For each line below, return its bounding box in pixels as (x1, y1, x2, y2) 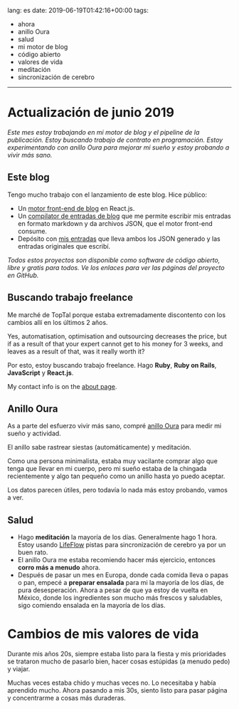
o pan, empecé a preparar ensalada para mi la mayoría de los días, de (17, 579, 224, 587)
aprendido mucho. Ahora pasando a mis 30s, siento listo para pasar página (7, 686, 228, 695)
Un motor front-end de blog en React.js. (17, 204, 135, 212)
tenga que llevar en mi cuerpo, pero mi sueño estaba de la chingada (7, 465, 207, 473)
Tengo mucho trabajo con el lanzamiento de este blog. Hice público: (7, 190, 208, 199)
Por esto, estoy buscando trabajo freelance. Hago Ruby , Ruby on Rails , (7, 361, 217, 369)
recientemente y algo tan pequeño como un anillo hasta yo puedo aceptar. (7, 472, 225, 480)
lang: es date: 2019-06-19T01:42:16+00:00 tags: (7, 6, 149, 14)
